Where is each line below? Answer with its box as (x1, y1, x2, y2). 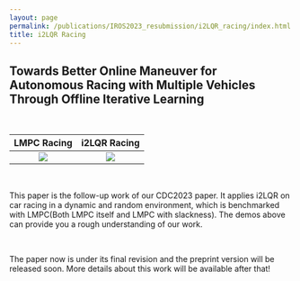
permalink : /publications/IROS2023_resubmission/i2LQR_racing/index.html (9, 22, 292, 31)
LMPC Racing (13, 137, 73, 150)
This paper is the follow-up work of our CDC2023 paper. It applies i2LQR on (9, 190, 290, 201)
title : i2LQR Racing (9, 30, 87, 39)
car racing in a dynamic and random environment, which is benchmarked (9, 200, 280, 211)
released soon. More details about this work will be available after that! (9, 263, 271, 275)
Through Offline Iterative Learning (9, 91, 205, 106)
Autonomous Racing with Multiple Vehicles (9, 77, 256, 93)
